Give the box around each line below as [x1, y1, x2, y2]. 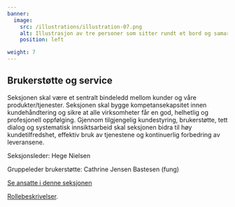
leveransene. [7, 138, 45, 146]
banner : [7, 10, 30, 17]
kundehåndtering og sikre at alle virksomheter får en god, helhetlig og [7, 108, 208, 116]
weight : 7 [7, 49, 36, 56]
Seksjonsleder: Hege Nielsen [7, 151, 91, 159]
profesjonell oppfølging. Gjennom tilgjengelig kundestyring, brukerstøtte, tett [7, 115, 228, 124]
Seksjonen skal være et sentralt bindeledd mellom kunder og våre [7, 93, 197, 101]
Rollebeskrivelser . [7, 192, 58, 200]
